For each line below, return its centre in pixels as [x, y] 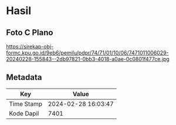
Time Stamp [26, 104]
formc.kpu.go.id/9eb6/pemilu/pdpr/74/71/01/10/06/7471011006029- [87, 53]
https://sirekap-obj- [30, 46]
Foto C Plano [30, 33]
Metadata [24, 77]
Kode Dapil [24, 113]
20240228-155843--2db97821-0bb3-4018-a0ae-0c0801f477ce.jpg [88, 59]
